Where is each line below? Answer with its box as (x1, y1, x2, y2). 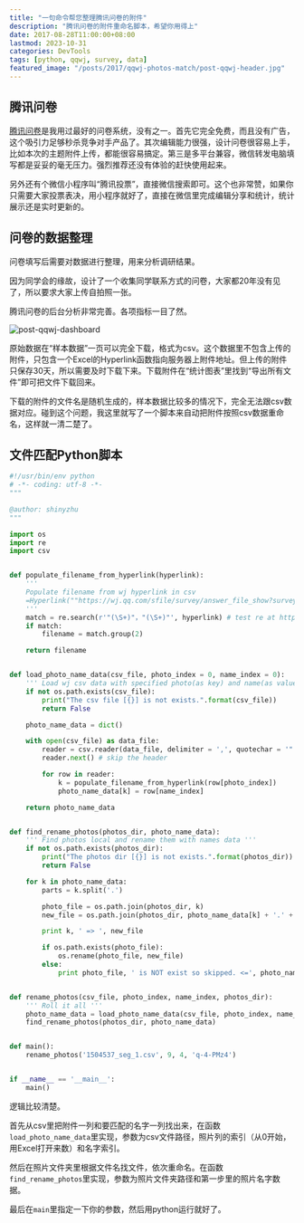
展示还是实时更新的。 (9, 201, 89, 212)
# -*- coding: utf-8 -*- (9, 481, 103, 490)
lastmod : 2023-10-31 (9, 38, 88, 48)
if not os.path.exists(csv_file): (25, 687, 156, 696)
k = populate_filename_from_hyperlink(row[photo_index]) (57, 778, 278, 788)
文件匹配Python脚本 (9, 447, 123, 463)
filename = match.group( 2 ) (42, 630, 144, 639)
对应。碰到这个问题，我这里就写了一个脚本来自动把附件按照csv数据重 (16, 406, 277, 417)
